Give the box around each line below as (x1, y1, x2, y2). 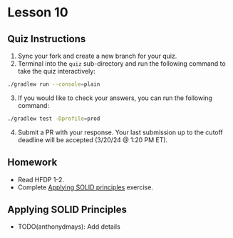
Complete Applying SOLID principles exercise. (17, 183, 153, 192)
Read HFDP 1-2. (17, 175, 65, 184)
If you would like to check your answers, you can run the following (17, 94, 212, 102)
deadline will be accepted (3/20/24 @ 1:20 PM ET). (17, 135, 168, 144)
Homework (7, 157, 58, 169)
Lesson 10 (7, 4, 69, 21)
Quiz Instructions (7, 33, 86, 45)
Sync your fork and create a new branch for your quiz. (17, 51, 177, 60)
